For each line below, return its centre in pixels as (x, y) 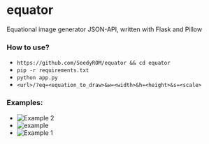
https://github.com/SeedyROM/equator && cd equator (93, 63)
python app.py (37, 78)
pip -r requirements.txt (53, 71)
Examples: (25, 103)
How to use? (28, 47)
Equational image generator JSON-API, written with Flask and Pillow (104, 29)
